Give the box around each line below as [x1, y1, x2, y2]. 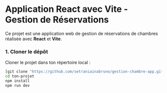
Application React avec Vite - [5, 3, 128, 15]
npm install [5, 78, 30, 83]
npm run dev [5, 83, 30, 88]
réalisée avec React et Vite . [5, 36, 62, 42]
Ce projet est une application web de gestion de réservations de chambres [5, 30, 158, 36]
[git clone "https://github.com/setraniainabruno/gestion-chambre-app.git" [5, 69, 166, 74]
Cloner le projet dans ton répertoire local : [5, 60, 91, 66]
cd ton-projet [5, 74, 35, 79]
